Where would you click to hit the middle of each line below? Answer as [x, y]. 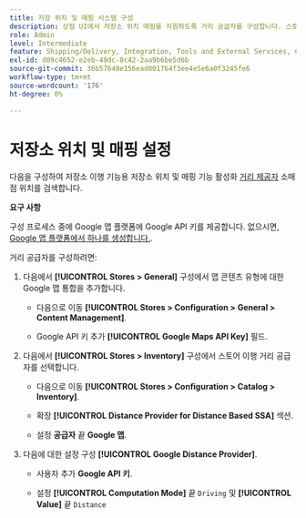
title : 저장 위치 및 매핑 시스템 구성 [71, 18]
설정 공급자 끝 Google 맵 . [82, 435]
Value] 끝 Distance [71, 504]
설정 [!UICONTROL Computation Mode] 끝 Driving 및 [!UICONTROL [163, 493]
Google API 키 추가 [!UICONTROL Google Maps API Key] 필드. [152, 337]
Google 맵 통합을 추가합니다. [74, 289]
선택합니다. [59, 367]
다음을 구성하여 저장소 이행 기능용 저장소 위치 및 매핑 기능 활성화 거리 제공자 [144, 177]
